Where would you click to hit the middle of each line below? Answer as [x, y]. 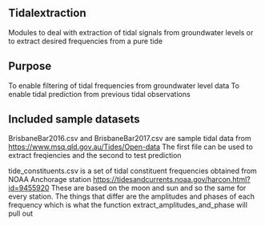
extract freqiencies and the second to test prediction [95, 155]
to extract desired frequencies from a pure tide [85, 41]
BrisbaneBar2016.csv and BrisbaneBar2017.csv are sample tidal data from [130, 139]
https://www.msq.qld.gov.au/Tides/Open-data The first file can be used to [131, 147]
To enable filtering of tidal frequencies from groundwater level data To [124, 85]
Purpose [30, 66]
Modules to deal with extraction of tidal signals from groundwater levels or [131, 32]
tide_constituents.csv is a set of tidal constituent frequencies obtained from [133, 171]
